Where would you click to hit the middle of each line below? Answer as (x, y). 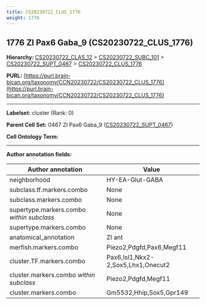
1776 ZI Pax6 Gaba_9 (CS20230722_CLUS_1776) (100, 43)
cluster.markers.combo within (52, 275)
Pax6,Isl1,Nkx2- (130, 257)
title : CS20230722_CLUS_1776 (44, 12)
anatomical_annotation (42, 237)
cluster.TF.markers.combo (48, 261)
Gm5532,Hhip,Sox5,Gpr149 (147, 293)
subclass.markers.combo (46, 200)
